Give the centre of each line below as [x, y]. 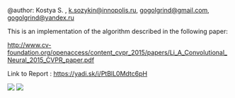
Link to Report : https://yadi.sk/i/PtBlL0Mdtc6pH [77, 74]
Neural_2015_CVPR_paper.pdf [51, 60]
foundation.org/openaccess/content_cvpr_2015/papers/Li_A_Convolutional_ [117, 53]
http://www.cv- [29, 45]
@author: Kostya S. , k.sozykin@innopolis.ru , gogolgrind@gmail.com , [109, 10]
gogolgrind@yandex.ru [41, 18]
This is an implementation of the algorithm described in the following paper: [118, 31]
